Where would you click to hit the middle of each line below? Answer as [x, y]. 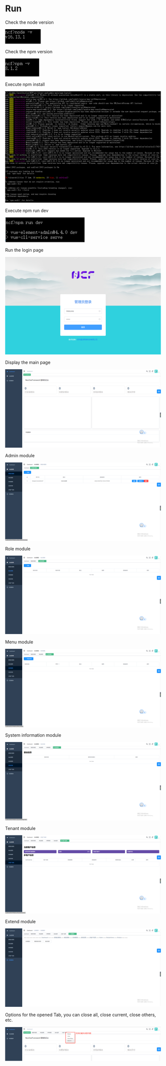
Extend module [21, 922]
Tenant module [21, 829]
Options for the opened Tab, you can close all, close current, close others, [81, 1015]
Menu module [19, 642]
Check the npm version [29, 51]
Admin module [20, 456]
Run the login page [24, 250]
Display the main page [28, 362]
